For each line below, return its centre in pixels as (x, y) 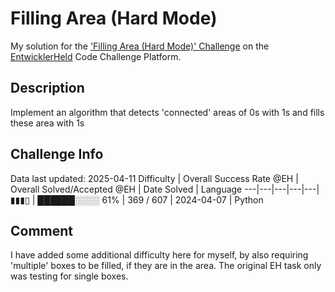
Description (47, 88)
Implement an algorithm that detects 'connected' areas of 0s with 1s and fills (167, 112)
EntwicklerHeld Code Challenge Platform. (96, 56)
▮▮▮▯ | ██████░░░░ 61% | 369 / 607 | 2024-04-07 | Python (137, 199)
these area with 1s (47, 123)
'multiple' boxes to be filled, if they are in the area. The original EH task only (166, 266)
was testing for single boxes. (69, 276)
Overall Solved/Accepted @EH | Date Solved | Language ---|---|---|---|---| (165, 189)
